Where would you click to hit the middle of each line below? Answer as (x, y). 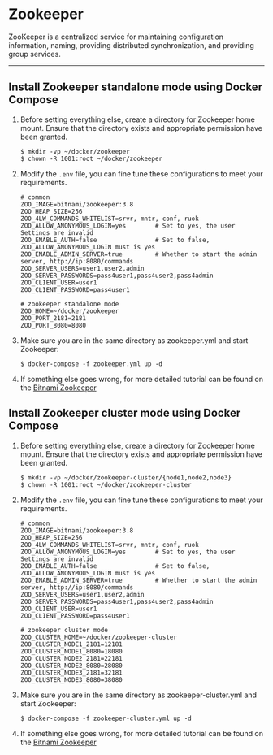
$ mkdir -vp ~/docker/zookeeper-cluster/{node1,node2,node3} (126, 477)
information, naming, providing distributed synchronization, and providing (131, 45)
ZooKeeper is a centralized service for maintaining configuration (116, 37)
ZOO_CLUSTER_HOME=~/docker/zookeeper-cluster (98, 637)
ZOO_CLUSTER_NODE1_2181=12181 (71, 644)
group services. (35, 54)
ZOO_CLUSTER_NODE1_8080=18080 (71, 651)
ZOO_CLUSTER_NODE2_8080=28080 (71, 666)
